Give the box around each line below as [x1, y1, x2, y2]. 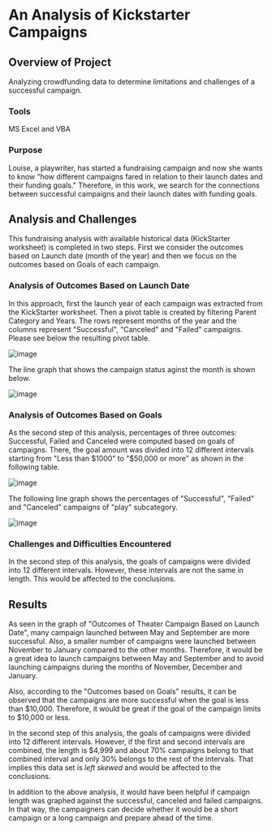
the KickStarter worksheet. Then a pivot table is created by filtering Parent [8, 307, 257, 317]
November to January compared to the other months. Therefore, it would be [8, 645, 263, 655]
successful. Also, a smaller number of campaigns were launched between [8, 636, 256, 647]
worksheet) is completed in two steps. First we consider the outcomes [8, 242, 244, 253]
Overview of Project [8, 55, 112, 69]
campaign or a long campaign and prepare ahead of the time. [8, 813, 214, 823]
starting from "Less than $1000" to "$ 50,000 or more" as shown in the [8, 453, 244, 463]
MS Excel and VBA [8, 124, 71, 134]
